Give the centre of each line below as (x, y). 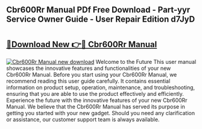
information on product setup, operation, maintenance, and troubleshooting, (101, 87)
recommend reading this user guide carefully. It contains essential (88, 81)
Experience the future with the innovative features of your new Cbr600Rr (97, 100)
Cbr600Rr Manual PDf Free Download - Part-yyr (98, 10)
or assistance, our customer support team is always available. (83, 119)
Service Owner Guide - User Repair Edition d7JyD (101, 20)
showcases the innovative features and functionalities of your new (89, 68)
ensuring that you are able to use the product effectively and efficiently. (95, 94)
